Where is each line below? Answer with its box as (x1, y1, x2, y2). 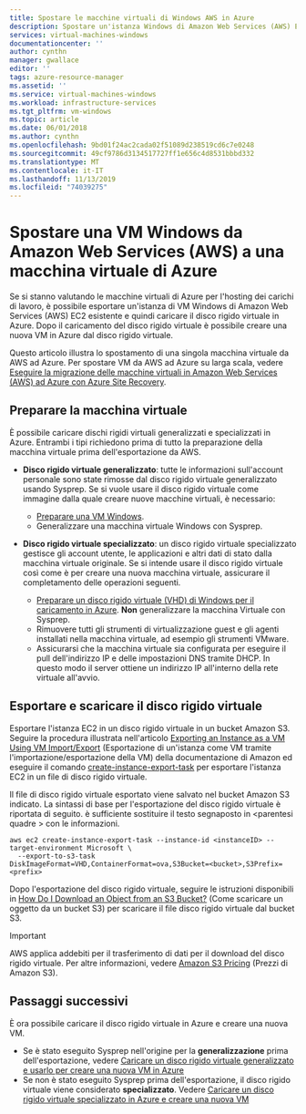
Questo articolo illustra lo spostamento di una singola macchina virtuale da (9, 347, 290, 358)
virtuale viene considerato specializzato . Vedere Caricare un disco (22, 1084, 275, 1095)
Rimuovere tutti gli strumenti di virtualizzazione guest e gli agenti (36, 624, 280, 634)
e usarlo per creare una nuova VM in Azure (22, 1064, 185, 1076)
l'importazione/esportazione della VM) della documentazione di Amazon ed (9, 751, 293, 762)
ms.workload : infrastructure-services (9, 98, 157, 108)
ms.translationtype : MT (9, 157, 100, 167)
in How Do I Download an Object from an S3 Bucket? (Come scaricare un (9, 892, 284, 903)
